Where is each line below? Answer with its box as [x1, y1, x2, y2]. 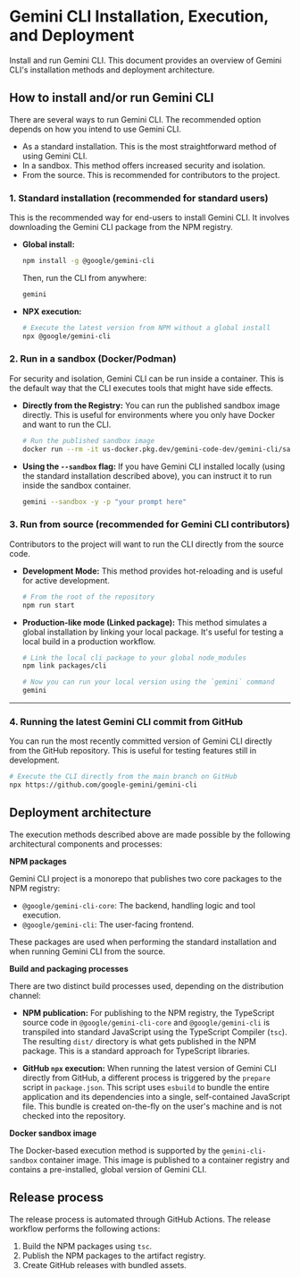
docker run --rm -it [21, 445, 99, 454]
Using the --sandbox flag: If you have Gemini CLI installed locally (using [21, 461, 286, 472]
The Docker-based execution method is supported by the [9, 1145, 221, 1155]
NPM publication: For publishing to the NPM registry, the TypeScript [21, 1007, 275, 1018]
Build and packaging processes [9, 963, 129, 974]
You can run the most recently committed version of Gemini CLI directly [9, 736, 272, 746]
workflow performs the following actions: [9, 1223, 161, 1234]
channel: [9, 990, 42, 1001]
